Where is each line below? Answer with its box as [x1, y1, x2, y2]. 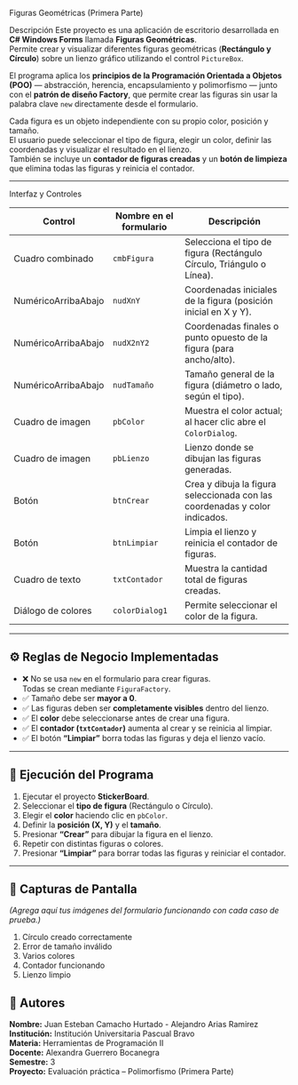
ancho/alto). [184, 354, 236, 365]
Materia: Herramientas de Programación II [9, 1038, 164, 1049]
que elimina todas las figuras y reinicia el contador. [9, 164, 195, 173]
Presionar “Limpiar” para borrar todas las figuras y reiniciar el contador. [21, 848, 286, 858]
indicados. [184, 511, 228, 523]
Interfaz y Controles [9, 188, 82, 199]
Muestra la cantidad [184, 562, 268, 574]
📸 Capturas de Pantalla [9, 882, 137, 897]
